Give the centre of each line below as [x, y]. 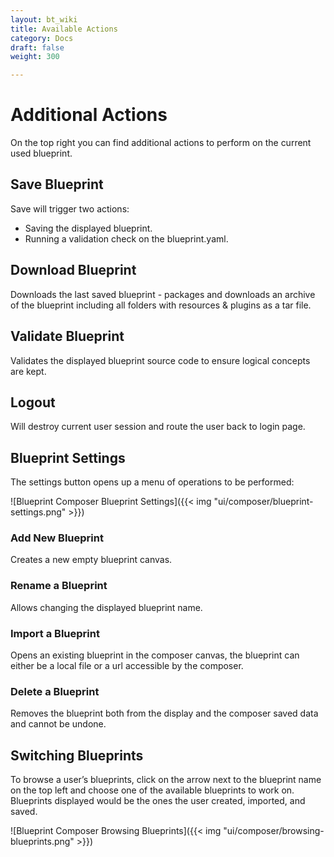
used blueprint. [41, 153]
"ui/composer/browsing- [274, 831]
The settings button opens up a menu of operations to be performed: [152, 482]
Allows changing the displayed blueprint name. [106, 607]
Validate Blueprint [67, 336]
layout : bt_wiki [44, 19]
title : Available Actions [64, 29]
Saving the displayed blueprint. [88, 228]
